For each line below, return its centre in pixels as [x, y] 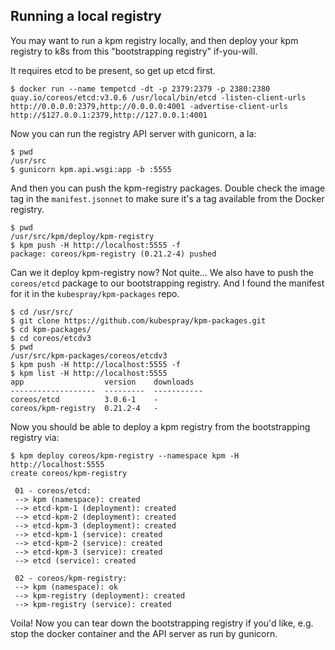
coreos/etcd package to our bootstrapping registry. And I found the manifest [167, 283]
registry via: [35, 437]
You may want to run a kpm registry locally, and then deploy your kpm [154, 40]
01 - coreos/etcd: [53, 490]
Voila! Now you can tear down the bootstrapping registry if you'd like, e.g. [162, 623]
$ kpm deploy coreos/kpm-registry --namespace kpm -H [125, 455]
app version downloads [102, 382]
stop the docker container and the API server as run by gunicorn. [144, 633]
